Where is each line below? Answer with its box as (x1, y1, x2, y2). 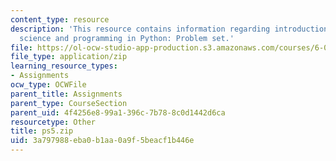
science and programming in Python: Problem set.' (19, 33, 235, 43)
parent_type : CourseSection (10, 98, 128, 108)
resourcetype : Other (10, 117, 97, 127)
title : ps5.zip (10, 126, 74, 136)
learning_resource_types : (10, 61, 118, 71)
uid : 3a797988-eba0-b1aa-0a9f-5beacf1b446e (10, 136, 195, 146)
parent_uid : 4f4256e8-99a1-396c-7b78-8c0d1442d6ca (10, 107, 226, 118)
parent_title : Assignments (10, 89, 123, 99)
